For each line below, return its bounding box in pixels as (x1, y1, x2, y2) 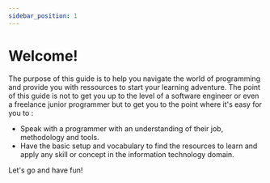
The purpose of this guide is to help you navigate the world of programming (8, 74, 261, 83)
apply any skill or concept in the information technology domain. (19, 149, 234, 159)
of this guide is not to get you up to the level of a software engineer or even (8, 91, 259, 100)
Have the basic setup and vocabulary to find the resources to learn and (19, 141, 258, 151)
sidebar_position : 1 (8, 11, 78, 20)
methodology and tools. (19, 132, 99, 142)
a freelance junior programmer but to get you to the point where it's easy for (8, 99, 263, 109)
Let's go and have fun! (8, 165, 83, 175)
